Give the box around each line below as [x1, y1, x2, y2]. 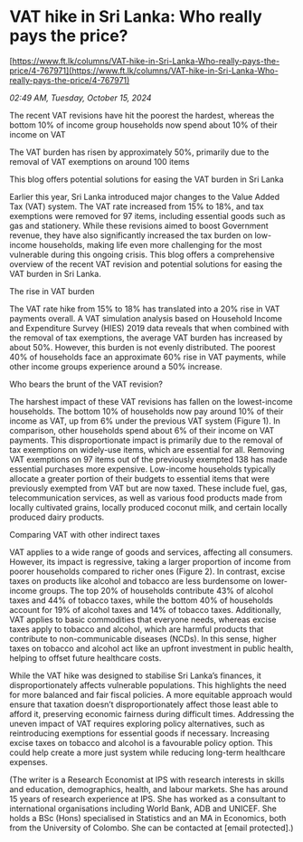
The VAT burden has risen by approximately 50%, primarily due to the [9, 147, 270, 158]
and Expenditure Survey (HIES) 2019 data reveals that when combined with [9, 322, 289, 333]
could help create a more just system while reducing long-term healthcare [9, 747, 286, 758]
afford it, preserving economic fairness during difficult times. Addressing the [9, 708, 295, 719]
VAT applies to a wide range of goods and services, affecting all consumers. [9, 546, 294, 558]
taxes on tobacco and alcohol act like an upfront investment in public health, [9, 643, 294, 654]
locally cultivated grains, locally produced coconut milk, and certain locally [9, 502, 288, 512]
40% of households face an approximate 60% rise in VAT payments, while [9, 351, 287, 362]
